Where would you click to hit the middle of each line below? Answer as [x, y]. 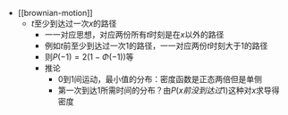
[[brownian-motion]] [55, 13]
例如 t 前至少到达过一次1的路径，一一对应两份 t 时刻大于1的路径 [156, 45]
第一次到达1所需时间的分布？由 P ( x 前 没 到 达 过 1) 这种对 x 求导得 [169, 90]
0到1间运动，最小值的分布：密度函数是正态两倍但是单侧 [160, 79]
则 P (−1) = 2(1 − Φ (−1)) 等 [89, 57]
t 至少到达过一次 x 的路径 [74, 23]
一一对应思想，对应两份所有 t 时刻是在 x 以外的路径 [134, 34]
